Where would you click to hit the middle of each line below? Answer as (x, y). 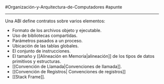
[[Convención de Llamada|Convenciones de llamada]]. (67, 67)
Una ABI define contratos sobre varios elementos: (55, 21)
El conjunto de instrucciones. (41, 51)
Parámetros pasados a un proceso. (47, 41)
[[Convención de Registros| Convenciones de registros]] (69, 72)
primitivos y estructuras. (37, 61)
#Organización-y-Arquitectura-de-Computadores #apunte (64, 7)
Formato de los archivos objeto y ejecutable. (57, 30)
